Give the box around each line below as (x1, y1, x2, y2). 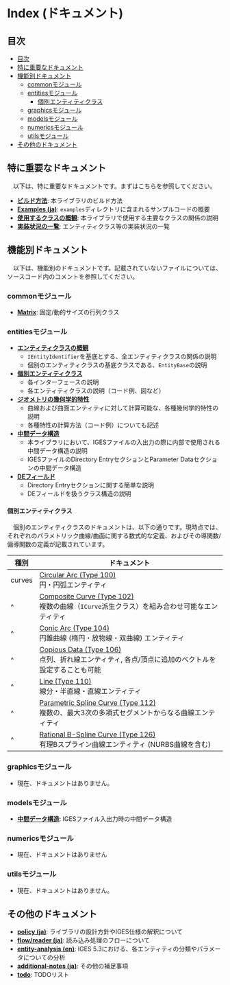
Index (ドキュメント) (7, 5, 124, 21)
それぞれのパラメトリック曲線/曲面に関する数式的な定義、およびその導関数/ (7, 532, 221, 540)
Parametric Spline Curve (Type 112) (39, 698, 156, 708)
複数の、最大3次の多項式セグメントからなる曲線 (39, 708, 195, 717)
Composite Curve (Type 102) (39, 592, 135, 601)
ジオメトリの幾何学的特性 (16, 395, 90, 404)
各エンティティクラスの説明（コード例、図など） (27, 386, 165, 395)
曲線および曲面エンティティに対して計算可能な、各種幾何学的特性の (27, 404, 219, 412)
